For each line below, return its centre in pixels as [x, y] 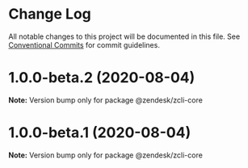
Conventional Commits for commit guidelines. [84, 44]
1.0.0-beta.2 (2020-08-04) [102, 78]
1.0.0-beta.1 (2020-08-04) [100, 133]
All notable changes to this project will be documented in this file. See [124, 36]
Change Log [50, 14]
